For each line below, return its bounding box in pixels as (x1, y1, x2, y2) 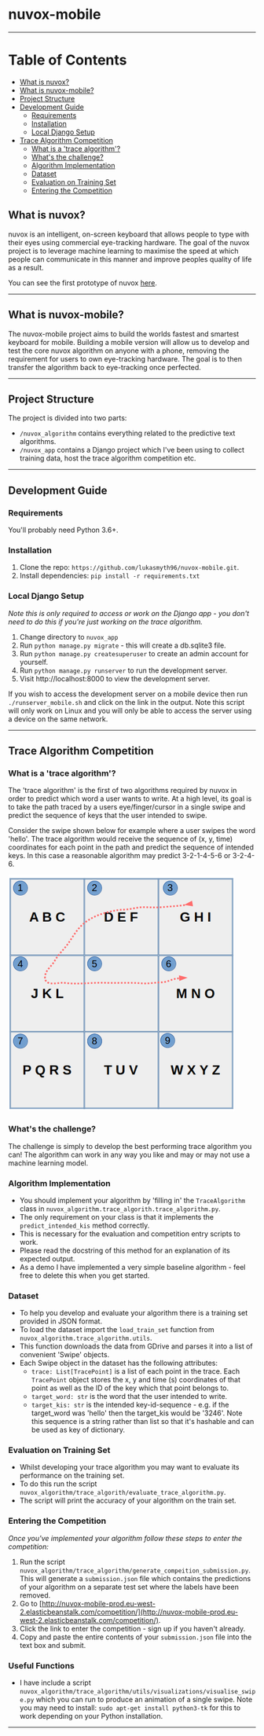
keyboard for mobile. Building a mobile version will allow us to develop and (8, 337, 250, 347)
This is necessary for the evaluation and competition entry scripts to (19, 1228, 241, 1239)
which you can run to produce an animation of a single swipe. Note (35, 1695, 253, 1705)
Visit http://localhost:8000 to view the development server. (19, 673, 211, 683)
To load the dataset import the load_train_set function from (19, 1325, 214, 1334)
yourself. (19, 657, 49, 666)
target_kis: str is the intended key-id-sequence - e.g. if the (31, 1400, 229, 1410)
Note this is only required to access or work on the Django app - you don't (8, 608, 250, 618)
